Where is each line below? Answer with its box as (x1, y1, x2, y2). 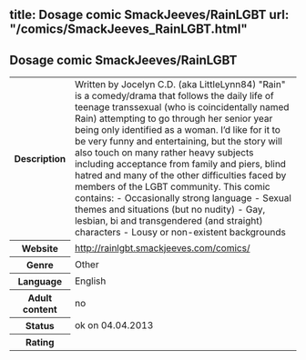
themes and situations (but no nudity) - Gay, (74, 204, 266, 216)
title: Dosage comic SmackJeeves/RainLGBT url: (9, 7, 290, 23)
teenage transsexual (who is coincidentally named (74, 101, 290, 114)
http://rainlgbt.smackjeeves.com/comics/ (74, 241, 250, 254)
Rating (25, 335, 55, 348)
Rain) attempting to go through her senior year (74, 113, 273, 125)
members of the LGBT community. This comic (74, 181, 270, 194)
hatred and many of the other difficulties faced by (74, 169, 287, 182)
